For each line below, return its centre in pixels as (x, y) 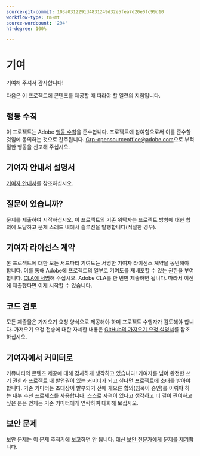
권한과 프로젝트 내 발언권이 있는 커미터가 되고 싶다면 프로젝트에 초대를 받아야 (101, 380)
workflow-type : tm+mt (33, 17)
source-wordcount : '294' (37, 23)
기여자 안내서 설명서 (41, 167)
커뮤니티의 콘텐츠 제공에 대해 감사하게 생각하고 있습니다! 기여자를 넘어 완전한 (96, 373)
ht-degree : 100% (26, 28)
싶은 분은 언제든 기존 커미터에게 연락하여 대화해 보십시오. (72, 403)
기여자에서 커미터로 (40, 357)
